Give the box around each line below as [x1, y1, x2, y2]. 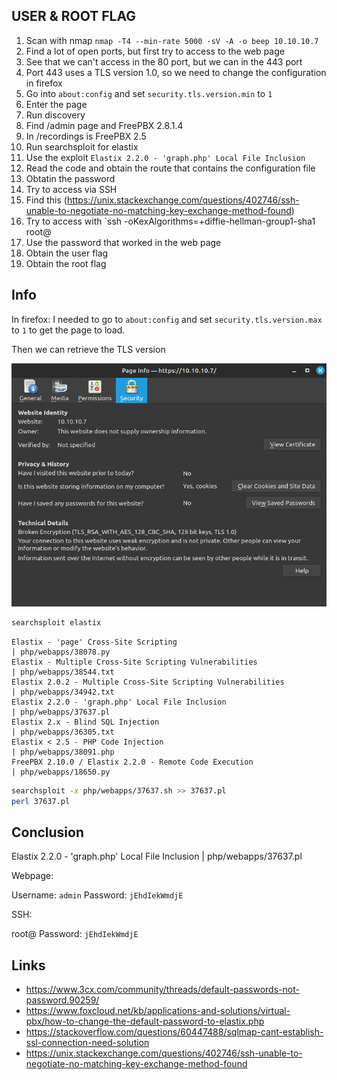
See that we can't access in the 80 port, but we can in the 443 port [25, 55, 303, 68]
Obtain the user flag [25, 247, 109, 259]
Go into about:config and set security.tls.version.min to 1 [25, 87, 273, 99]
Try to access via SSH [25, 183, 118, 195]
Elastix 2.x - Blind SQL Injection [11, 717, 160, 727]
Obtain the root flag [25, 257, 107, 269]
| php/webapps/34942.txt [11, 687, 115, 697]
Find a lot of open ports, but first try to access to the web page [25, 45, 285, 57]
